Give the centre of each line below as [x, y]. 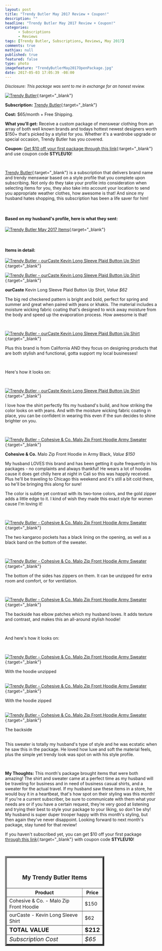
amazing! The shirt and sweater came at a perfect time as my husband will [79, 778]
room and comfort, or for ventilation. [41, 581]
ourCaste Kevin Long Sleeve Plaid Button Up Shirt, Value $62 [66, 290]
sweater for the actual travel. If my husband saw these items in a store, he [79, 789]
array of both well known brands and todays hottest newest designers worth [81, 129]
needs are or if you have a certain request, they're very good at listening [77, 804]
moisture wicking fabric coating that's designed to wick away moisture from [81, 310]
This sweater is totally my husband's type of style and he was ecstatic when [81, 744]
